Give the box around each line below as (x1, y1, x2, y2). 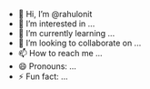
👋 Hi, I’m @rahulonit (17, 9, 93, 19)
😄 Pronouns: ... (17, 61, 77, 72)
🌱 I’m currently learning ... (17, 28, 115, 38)
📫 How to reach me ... (17, 48, 103, 58)
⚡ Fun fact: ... (17, 71, 68, 82)
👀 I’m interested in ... (17, 18, 95, 29)
